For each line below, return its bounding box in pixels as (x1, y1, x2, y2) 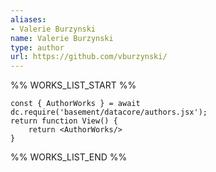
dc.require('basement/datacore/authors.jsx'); (10, 107, 208, 118)
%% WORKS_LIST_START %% (10, 79, 137, 91)
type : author (10, 42, 65, 53)
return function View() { (10, 116, 118, 126)
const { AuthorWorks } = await (10, 99, 141, 109)
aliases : (10, 14, 47, 25)
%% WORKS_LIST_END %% (10, 151, 128, 163)
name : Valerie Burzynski (10, 33, 114, 43)
